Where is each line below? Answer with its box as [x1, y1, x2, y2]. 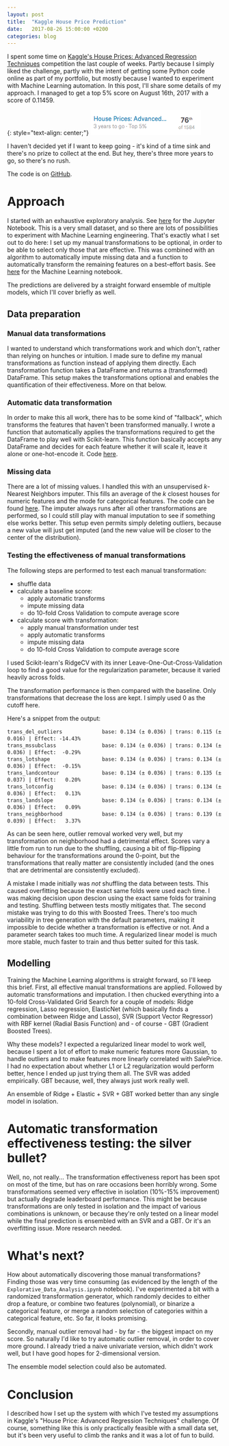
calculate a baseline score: [16, 586, 93, 595]
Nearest [7, 490, 29, 498]
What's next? [7, 1248, 85, 1264]
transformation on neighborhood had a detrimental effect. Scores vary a [7, 837, 211, 845]
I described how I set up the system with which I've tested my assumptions [7, 1410, 219, 1418]
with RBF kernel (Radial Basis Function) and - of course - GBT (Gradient [7, 1019, 208, 1028]
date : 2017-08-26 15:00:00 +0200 [7, 25, 109, 32]
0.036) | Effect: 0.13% [7, 790, 81, 797]
